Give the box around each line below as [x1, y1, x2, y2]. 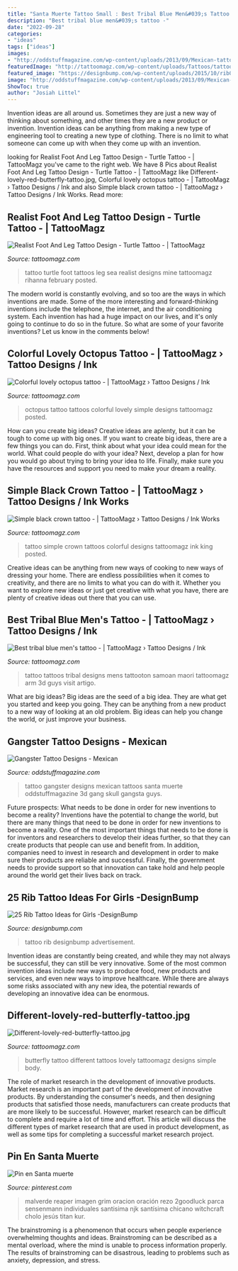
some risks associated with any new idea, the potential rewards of [7, 982, 200, 990]
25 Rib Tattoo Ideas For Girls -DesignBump [7, 891, 199, 904]
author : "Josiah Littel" [7, 89, 81, 96]
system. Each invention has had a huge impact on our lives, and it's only [7, 312, 218, 320]
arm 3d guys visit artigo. [24, 678, 96, 688]
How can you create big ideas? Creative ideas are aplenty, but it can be [7, 426, 216, 435]
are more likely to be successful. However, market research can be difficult [7, 1107, 227, 1116]
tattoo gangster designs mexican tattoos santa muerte [24, 782, 183, 790]
